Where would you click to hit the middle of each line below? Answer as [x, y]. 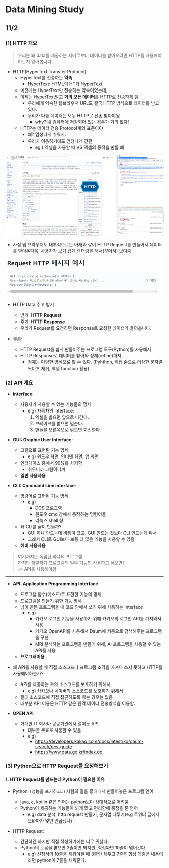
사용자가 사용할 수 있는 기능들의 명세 [56, 404]
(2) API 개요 [19, 383]
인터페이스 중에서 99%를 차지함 [51, 463]
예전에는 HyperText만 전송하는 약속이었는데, [64, 90]
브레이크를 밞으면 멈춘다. [59, 424]
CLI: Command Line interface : [44, 486]
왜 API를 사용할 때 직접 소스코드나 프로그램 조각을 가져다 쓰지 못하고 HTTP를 [88, 667]
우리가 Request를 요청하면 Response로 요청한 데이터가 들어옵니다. [86, 328]
